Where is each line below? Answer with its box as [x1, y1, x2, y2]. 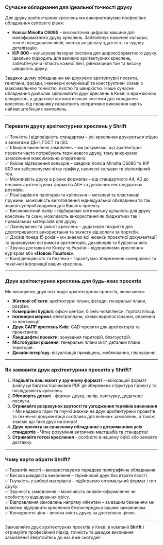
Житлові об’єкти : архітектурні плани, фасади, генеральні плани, [12, 298, 147, 304]
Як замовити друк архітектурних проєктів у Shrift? [5, 366, 132, 373]
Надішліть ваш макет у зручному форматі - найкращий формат [12, 377, 147, 383]
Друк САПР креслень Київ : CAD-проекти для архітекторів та [12, 324, 140, 330]
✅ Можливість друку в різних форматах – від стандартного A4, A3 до [5, 176, 149, 182]
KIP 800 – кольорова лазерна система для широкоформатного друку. [12, 50, 158, 56]
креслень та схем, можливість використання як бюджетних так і [5, 213, 140, 219]
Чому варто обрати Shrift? [5, 456, 71, 463]
